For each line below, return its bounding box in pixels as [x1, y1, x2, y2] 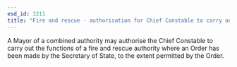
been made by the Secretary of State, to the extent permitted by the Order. [7, 51, 224, 60]
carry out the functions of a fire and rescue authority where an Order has [7, 44, 220, 52]
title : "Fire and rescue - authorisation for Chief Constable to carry [7, 17, 222, 24]
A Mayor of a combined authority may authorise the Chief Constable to [7, 36, 214, 44]
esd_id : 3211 [7, 10, 46, 18]
